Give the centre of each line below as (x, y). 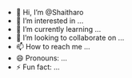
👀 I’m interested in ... (50, 21)
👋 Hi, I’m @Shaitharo (50, 12)
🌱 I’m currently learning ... (58, 29)
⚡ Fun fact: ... (38, 67)
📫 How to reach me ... (53, 47)
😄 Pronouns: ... (42, 58)
